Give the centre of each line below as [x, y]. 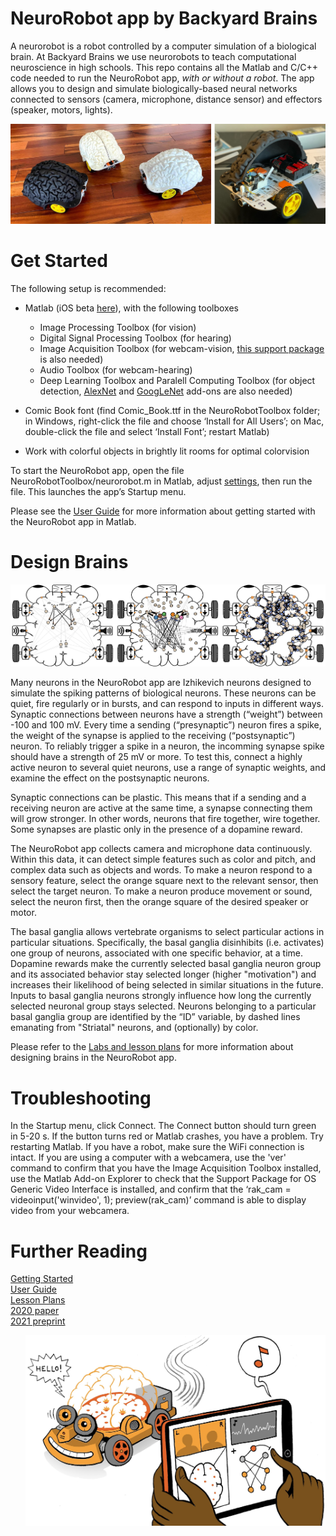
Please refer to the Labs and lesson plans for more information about [152, 1047]
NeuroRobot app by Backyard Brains [164, 18]
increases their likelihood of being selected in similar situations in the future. [167, 985]
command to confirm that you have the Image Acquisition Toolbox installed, [166, 1168]
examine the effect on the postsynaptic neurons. [110, 778]
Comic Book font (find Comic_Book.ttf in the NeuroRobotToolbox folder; [172, 410]
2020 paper [35, 1311]
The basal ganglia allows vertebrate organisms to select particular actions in [167, 932]
